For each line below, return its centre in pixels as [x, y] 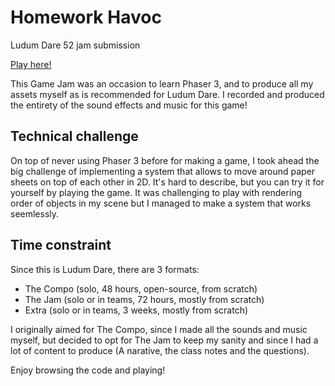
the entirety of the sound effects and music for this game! [129, 105]
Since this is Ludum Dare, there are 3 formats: [105, 269]
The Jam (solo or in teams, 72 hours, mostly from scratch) [144, 299]
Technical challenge [74, 136]
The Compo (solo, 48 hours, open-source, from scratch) [141, 288]
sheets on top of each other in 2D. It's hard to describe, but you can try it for [167, 182]
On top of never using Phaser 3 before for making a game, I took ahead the [165, 160]
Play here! [31, 64]
